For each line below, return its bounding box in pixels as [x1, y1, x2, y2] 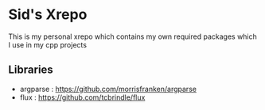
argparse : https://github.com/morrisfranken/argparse [19, 84, 197, 93]
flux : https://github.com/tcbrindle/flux [19, 93, 146, 102]
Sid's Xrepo [8, 6, 88, 24]
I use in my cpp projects [8, 40, 88, 49]
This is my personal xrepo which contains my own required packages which [8, 32, 257, 41]
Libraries [8, 63, 53, 77]
